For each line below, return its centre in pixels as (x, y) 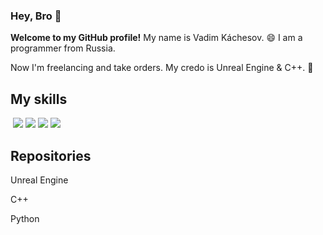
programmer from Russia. (63, 48)
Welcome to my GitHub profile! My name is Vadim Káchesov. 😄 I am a (156, 38)
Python (25, 218)
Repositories (51, 155)
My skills (39, 99)
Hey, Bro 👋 (36, 16)
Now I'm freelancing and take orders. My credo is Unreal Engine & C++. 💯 (162, 68)
